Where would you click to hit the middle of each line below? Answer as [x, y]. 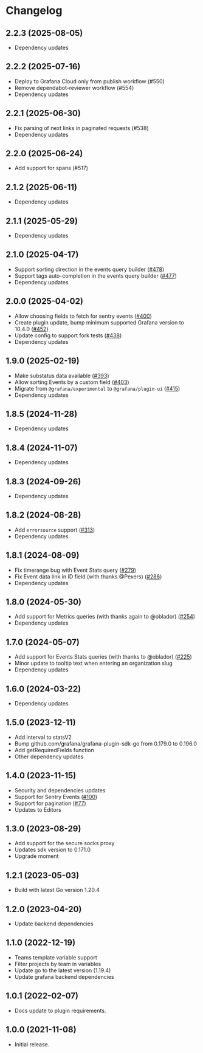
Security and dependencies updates [60, 790]
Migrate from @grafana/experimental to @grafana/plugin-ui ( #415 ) [97, 388]
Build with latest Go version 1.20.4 [57, 890]
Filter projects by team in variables [58, 964]
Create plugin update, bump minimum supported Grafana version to [99, 322]
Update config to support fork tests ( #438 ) [68, 335]
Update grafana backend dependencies [64, 976]
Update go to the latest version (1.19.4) [63, 970]
